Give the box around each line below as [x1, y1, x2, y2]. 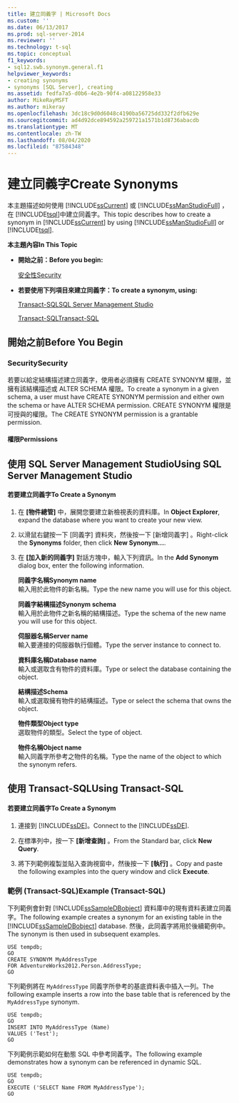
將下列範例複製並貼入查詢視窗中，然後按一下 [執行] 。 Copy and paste [17, 859, 223, 867]
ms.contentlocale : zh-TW [7, 130, 81, 137]
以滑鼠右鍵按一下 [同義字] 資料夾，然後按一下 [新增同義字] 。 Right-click [17, 530, 228, 539]
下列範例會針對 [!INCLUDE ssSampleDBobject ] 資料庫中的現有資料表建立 [7, 904, 219, 912]
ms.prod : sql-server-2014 [7, 30, 84, 38]
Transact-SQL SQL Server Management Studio [17, 301, 153, 309]
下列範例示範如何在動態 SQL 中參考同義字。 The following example [7, 1049, 203, 1058]
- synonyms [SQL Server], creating [7, 84, 113, 91]
